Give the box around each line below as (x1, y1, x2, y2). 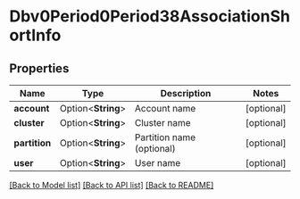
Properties (9, 61, 70, 76)
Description (160, 87, 212, 99)
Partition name (134, 131, 196, 144)
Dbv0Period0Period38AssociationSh (9, 6, 290, 27)
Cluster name (134, 117, 191, 129)
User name (134, 157, 181, 169)
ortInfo (9, 25, 62, 46)
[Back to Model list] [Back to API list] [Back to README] (9, 180, 214, 190)
